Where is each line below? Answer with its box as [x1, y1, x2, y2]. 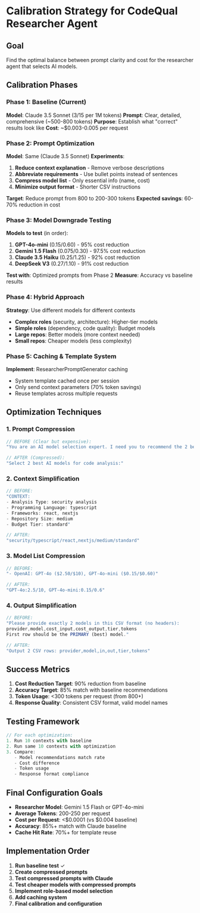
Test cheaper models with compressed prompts [14, 881, 136, 888]
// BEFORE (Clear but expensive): [6, 439, 92, 445]
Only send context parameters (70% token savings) [14, 383, 142, 390]
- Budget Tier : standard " [6, 521, 70, 528]
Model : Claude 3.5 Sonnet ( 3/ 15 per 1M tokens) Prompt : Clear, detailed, [6, 112, 182, 119]
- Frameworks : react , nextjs [6, 510, 79, 516]
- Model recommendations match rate [14, 754, 105, 760]
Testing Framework [6, 716, 80, 726]
